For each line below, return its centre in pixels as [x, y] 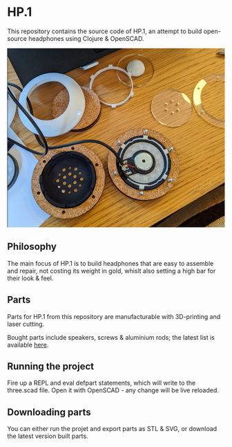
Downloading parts [49, 412]
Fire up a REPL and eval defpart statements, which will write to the [101, 383]
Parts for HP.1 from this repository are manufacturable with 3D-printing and [114, 316]
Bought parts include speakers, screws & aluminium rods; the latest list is [111, 337]
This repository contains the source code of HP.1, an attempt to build [105, 31]
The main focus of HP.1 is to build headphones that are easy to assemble [110, 263]
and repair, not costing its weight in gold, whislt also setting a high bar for [112, 271]
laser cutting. [26, 324]
